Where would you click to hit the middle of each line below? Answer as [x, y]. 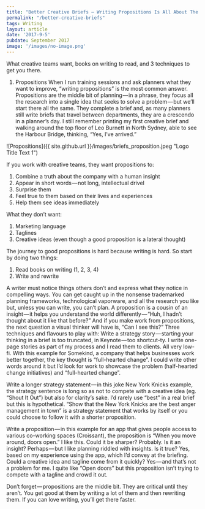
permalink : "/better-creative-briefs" [56, 18]
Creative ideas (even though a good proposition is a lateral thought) [100, 239]
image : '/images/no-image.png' [46, 47]
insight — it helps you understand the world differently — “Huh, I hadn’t [94, 314]
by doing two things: [32, 258]
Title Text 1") [22, 152]
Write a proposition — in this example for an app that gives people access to [102, 429]
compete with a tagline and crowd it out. [57, 474]
